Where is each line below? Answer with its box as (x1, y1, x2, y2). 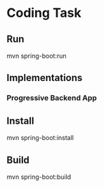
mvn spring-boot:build (6, 173, 72, 181)
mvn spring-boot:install (6, 134, 74, 142)
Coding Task (6, 5, 82, 21)
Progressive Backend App (6, 93, 98, 103)
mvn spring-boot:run (6, 51, 67, 60)
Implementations (6, 72, 83, 84)
